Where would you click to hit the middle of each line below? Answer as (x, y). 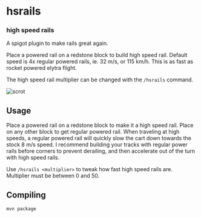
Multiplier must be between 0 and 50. (53, 176)
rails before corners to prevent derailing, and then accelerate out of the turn (101, 151)
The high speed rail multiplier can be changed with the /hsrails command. (100, 80)
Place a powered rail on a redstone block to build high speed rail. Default (97, 55)
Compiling (26, 195)
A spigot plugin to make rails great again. (57, 43)
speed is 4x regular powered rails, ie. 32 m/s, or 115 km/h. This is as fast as (100, 61)
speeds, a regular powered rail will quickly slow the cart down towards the (99, 138)
